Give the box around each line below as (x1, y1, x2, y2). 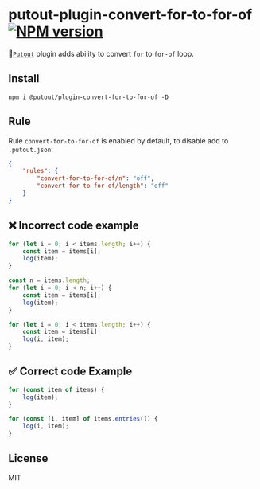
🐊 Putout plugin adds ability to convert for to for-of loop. (8, 49, 194, 58)
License (8, 452, 49, 465)
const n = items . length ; (8, 276, 91, 284)
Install (8, 72, 40, 85)
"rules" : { (22, 167, 59, 175)
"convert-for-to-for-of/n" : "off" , (37, 174, 155, 182)
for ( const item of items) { (8, 385, 105, 393)
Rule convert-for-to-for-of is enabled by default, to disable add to (8, 135, 229, 145)
